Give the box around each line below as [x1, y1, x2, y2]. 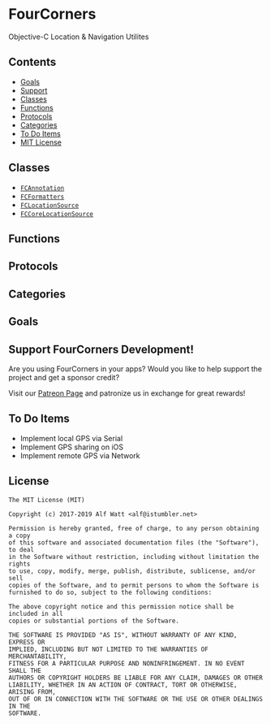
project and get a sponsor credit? [8, 372, 120, 382]
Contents [8, 55, 57, 69]
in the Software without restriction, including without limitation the [8, 553, 260, 561]
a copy [8, 531, 31, 540]
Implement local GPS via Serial [19, 433, 123, 443]
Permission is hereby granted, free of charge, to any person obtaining [8, 524, 260, 532]
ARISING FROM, [8, 687, 57, 696]
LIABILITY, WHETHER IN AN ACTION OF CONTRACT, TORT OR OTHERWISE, [8, 680, 238, 689]
